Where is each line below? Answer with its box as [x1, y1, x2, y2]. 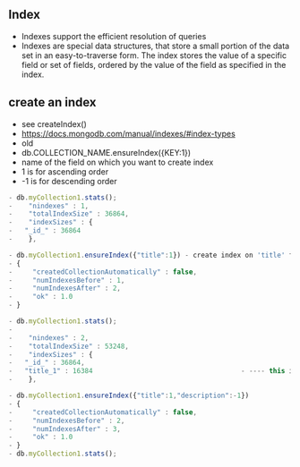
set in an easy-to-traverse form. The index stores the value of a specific [21, 49, 287, 61]
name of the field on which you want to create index [21, 157, 214, 167]
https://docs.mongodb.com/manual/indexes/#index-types [21, 128, 236, 139]
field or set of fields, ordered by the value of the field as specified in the [21, 59, 287, 70]
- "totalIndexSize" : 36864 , [8, 209, 129, 218]
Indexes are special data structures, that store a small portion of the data [21, 40, 290, 51]
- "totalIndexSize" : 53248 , [8, 342, 129, 351]
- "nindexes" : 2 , [8, 333, 90, 343]
